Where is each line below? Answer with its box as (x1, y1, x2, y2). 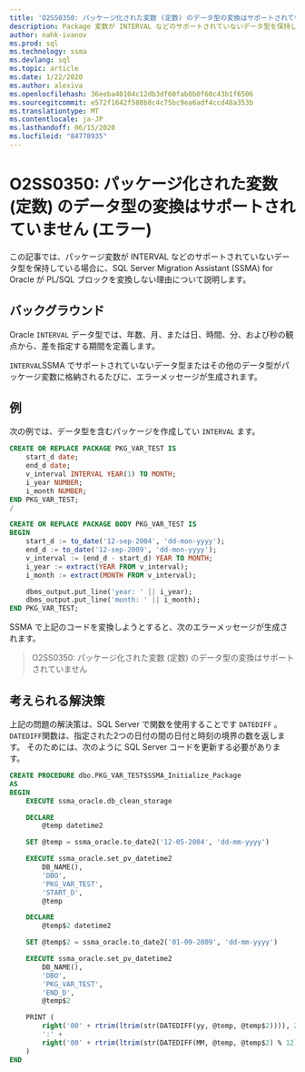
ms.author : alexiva (9, 81, 84, 90)
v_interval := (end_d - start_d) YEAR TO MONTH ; (25, 553, 213, 562)
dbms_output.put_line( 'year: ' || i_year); (25, 587, 193, 596)
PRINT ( (25, 1013, 54, 1022)
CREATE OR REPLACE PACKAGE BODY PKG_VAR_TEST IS (9, 520, 197, 529)
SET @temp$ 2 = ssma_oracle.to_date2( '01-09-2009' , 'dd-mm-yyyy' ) (25, 938, 279, 947)
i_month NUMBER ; (25, 486, 88, 496)
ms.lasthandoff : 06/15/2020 (9, 124, 116, 133)
